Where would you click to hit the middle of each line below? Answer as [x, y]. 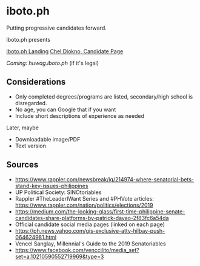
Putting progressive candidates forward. [57, 28]
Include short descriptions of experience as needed [79, 115]
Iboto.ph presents [28, 39]
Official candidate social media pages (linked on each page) [90, 224]
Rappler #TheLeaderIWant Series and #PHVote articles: [85, 198]
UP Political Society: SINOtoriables [58, 192]
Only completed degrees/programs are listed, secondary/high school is [104, 96]
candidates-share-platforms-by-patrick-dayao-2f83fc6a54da [92, 218]
